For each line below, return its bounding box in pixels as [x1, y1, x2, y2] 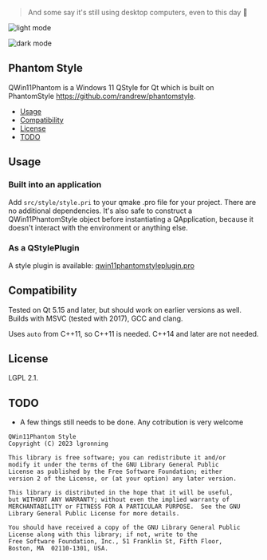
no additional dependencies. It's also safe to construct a [8, 206, 193, 215]
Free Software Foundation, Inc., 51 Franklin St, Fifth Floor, [8, 538, 223, 546]
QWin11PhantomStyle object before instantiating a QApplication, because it [8, 214, 253, 223]
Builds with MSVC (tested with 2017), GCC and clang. [8, 314, 183, 323]
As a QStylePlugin [8, 243, 80, 254]
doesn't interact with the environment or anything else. [8, 223, 189, 232]
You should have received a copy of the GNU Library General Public [8, 523, 241, 532]
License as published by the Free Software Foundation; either [8, 467, 223, 476]
